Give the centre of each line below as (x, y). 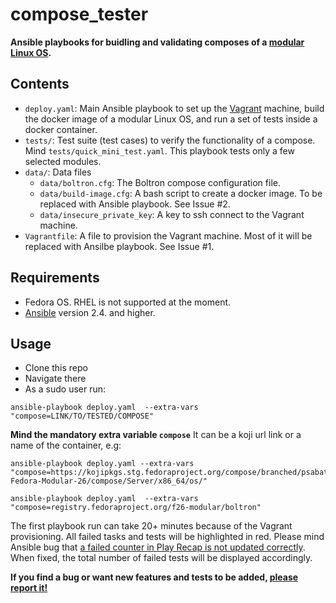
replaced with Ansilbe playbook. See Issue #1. (119, 246)
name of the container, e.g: (66, 445)
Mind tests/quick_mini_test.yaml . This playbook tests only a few (159, 150)
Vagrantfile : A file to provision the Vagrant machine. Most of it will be (168, 235)
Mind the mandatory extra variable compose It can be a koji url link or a (156, 435)
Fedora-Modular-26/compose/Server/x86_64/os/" (109, 481)
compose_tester (79, 14)
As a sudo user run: (65, 389)
